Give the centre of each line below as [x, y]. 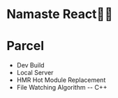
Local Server [35, 73]
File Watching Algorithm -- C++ [62, 88]
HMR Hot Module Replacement [61, 80]
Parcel [25, 46]
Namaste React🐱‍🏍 [60, 14]
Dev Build [30, 65]
